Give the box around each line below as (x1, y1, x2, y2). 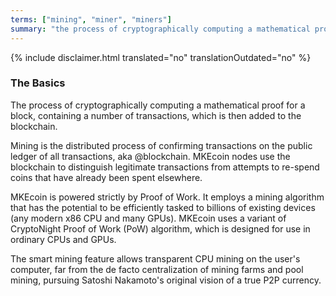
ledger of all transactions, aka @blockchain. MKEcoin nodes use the (10, 150, 291, 162)
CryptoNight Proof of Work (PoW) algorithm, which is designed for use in (10, 222, 311, 235)
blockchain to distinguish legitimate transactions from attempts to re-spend (10, 161, 320, 173)
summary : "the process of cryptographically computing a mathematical (10, 24, 311, 34)
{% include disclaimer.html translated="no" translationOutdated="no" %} (10, 51, 312, 63)
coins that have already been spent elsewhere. (10, 171, 203, 183)
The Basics (10, 76, 66, 90)
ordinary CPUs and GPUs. (10, 233, 117, 245)
